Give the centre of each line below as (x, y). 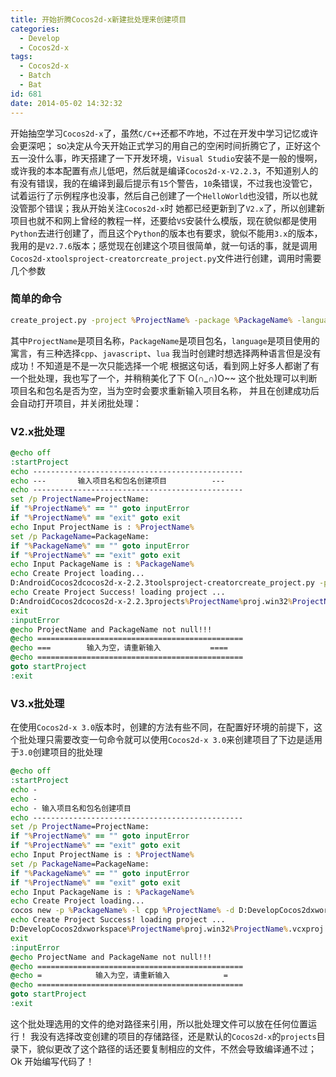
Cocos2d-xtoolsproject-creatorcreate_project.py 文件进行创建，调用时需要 (166, 258)
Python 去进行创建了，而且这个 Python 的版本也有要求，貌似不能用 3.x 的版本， (166, 233)
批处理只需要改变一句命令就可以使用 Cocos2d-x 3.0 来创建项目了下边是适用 (170, 740)
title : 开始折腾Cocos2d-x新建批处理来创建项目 (98, 19)
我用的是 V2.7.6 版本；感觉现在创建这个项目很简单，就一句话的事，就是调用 (164, 245)
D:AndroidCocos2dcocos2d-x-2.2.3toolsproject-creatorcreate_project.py (162, 583)
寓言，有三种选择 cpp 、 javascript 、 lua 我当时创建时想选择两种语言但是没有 (166, 353)
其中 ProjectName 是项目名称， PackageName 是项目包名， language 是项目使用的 (165, 340)
